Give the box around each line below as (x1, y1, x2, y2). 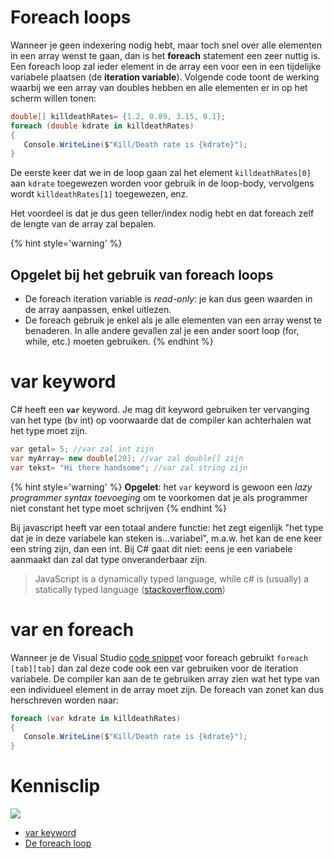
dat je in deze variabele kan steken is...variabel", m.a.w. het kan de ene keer (10, 532, 323, 544)
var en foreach (10, 618, 135, 641)
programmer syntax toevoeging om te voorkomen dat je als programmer (10, 491, 308, 503)
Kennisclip (10, 775, 101, 798)
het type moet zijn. (10, 425, 88, 437)
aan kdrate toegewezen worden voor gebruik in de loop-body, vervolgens (10, 177, 315, 190)
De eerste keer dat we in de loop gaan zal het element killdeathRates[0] (10, 167, 312, 179)
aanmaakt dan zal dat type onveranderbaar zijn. (10, 553, 208, 565)
